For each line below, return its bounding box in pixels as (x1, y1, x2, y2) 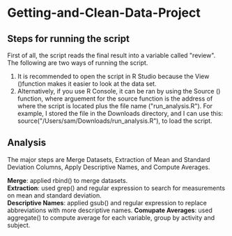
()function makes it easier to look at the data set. (17, 80, 157, 88)
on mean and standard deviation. (7, 191, 102, 200)
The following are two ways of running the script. (7, 59, 148, 67)
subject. (7, 221, 31, 229)
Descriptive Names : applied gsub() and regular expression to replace (7, 198, 207, 207)
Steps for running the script (7, 33, 130, 45)
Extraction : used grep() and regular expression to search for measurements (7, 184, 225, 192)
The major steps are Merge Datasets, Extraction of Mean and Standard (7, 155, 210, 163)
